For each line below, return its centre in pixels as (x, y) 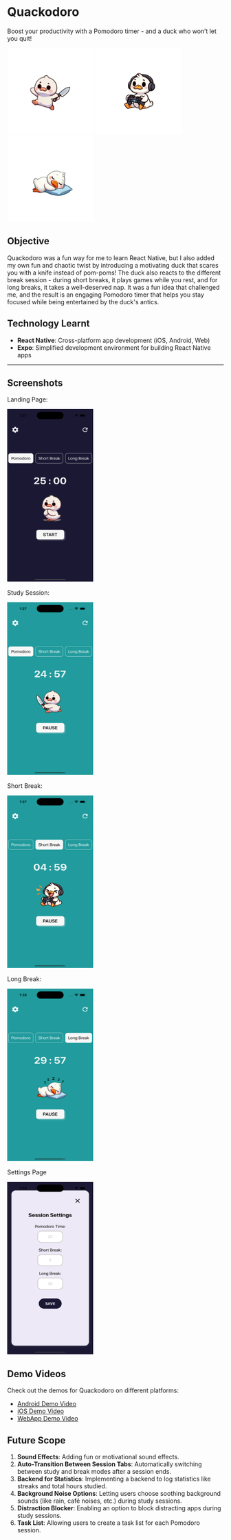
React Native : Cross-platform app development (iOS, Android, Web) (113, 340)
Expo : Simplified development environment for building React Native (114, 347)
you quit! (20, 38)
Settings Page (27, 1172)
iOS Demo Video (40, 1411)
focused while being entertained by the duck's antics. (83, 302)
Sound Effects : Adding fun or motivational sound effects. (98, 1457)
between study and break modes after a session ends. (94, 1471)
